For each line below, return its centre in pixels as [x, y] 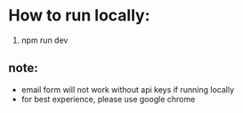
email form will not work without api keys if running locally [128, 89]
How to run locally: [79, 16]
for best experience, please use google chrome [108, 99]
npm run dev [45, 40]
